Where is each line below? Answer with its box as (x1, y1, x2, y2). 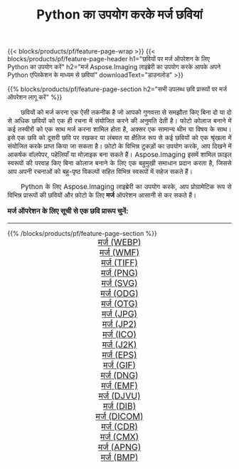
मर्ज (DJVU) (98, 390, 141, 401)
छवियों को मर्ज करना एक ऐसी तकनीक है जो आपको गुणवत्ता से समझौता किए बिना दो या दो (21, 108, 232, 117)
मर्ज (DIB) (102, 401, 137, 412)
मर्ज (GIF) (102, 359, 137, 371)
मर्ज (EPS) (102, 349, 137, 361)
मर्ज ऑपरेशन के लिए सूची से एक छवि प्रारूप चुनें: (7, 206, 129, 216)
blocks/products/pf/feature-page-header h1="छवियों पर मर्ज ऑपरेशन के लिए (7, 55, 210, 63)
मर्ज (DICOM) (95, 411, 144, 422)
